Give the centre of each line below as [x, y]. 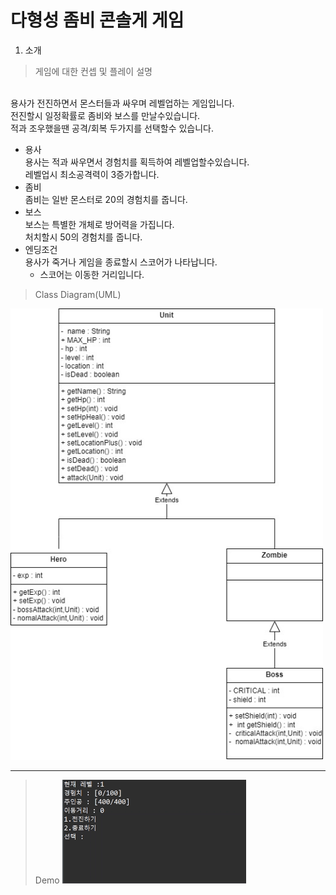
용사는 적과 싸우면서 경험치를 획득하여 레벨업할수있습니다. [137, 162]
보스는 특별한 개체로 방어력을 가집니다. [99, 224]
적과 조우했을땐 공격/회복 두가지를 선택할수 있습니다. [112, 128]
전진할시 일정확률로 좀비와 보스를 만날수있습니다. [105, 115]
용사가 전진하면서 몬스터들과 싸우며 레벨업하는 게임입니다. [122, 103]
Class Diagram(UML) [78, 294]
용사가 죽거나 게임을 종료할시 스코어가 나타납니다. [121, 262]
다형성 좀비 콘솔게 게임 [97, 20]
